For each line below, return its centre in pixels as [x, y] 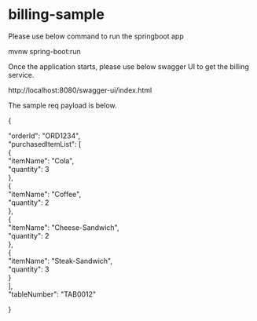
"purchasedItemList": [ [45, 144]
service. [21, 75]
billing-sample [56, 15]
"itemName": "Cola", [41, 160]
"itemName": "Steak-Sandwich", [60, 261]
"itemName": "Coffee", [44, 194]
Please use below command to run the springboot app [96, 36]
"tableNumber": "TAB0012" [52, 294]
